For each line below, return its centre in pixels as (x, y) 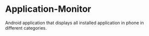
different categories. (26, 28)
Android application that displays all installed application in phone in (74, 23)
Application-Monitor (48, 9)
